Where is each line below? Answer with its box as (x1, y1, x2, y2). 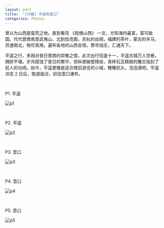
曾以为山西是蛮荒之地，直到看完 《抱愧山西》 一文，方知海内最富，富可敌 (5, 30, 153, 36)
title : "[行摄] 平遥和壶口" (5, 12, 60, 17)
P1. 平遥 (5, 91, 21, 96)
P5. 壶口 (5, 208, 21, 213)
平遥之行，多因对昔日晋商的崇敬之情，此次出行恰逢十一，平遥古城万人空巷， (5, 53, 159, 58)
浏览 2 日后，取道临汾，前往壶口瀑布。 (5, 71, 83, 77)
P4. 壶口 (5, 178, 22, 184)
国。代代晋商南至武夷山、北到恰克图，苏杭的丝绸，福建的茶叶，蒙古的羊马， (5, 36, 159, 42)
